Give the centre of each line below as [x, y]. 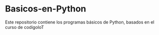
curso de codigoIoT [25, 27]
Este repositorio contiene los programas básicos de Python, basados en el [80, 22]
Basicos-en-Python [46, 9]
